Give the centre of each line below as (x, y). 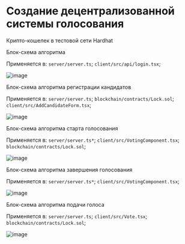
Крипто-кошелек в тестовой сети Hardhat (59, 40)
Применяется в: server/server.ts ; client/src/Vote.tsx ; (77, 216)
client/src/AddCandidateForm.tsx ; (49, 105)
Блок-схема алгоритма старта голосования (62, 128)
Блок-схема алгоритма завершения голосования (69, 169)
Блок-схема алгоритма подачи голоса (56, 204)
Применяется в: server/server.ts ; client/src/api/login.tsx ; (83, 64)
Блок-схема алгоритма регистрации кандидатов (69, 87)
